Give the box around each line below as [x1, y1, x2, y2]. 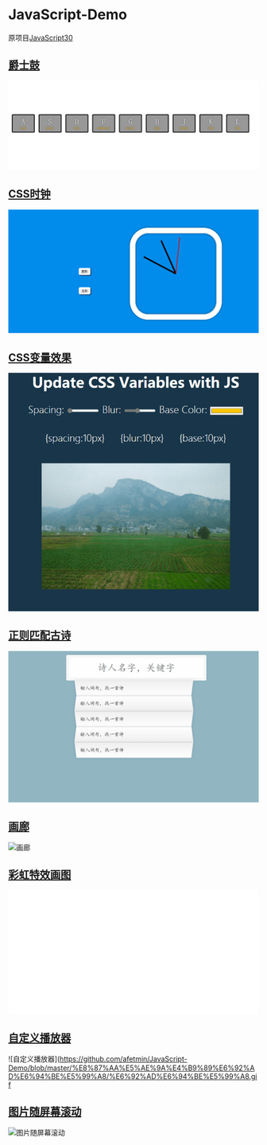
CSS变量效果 [8, 350, 72, 364]
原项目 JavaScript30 [8, 33, 73, 42]
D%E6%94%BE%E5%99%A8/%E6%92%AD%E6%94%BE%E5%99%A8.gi [8, 1071, 257, 1081]
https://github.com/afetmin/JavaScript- [59, 1053, 188, 1064]
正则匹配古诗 [8, 629, 72, 643]
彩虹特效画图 [8, 868, 72, 881]
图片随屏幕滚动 [8, 1105, 82, 1119]
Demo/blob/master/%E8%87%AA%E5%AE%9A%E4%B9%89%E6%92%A [8, 1063, 255, 1073]
